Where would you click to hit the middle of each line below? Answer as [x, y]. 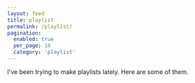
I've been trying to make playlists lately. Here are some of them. [98, 72]
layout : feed [26, 13]
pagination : [24, 33]
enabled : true [34, 39]
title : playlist [30, 20]
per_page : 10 [32, 46]
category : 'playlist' [45, 53]
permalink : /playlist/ [40, 26]
